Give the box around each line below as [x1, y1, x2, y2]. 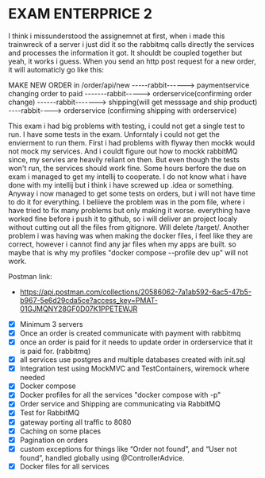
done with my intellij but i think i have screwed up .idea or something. [8, 180, 234, 189]
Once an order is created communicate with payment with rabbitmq [19, 328, 241, 338]
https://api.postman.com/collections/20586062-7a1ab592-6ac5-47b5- [19, 287, 252, 297]
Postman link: [8, 271, 53, 281]
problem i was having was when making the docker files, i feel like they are [8, 231, 253, 240]
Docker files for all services [19, 461, 109, 471]
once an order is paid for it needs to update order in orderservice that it [19, 337, 253, 347]
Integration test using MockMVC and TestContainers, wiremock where [19, 363, 250, 374]
